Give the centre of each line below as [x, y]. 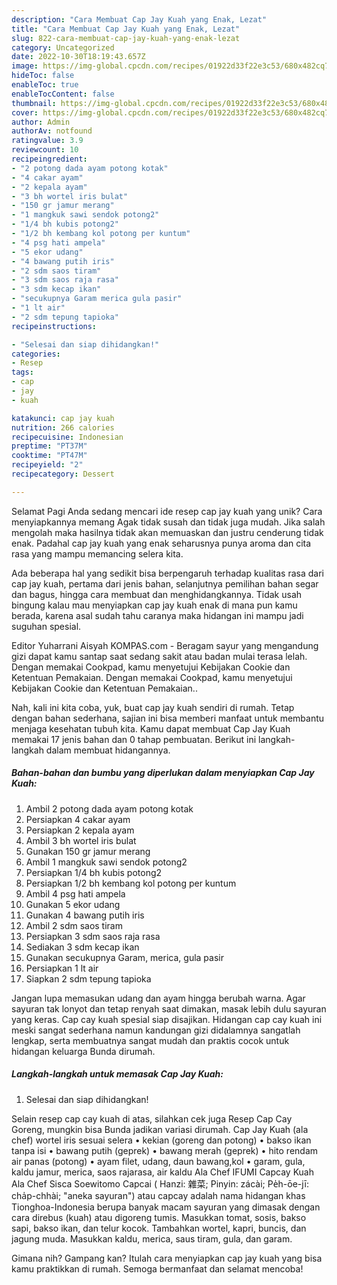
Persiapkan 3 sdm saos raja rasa [93, 936]
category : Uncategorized [63, 47]
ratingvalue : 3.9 [47, 141]
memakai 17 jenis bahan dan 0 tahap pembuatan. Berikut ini [134, 739]
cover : [25, 112]
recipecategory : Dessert [63, 474]
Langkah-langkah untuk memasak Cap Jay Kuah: [117, 1074]
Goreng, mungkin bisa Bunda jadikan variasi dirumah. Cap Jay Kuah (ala [160, 1129]
